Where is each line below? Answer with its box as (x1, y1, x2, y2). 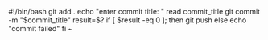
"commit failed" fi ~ (8, 24, 73, 33)
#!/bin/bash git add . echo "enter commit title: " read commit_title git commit (8, 7, 260, 16)
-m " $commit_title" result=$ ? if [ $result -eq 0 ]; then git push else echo (8, 15, 247, 25)
